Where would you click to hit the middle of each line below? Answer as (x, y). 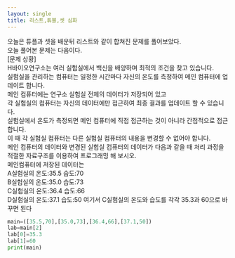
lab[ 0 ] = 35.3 (25, 235)
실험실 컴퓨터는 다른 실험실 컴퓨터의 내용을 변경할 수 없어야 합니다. (120, 138)
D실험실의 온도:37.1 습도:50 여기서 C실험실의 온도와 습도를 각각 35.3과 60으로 (114, 199)
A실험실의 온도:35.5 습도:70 (46, 173)
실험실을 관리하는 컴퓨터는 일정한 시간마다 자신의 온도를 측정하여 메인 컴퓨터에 (114, 76)
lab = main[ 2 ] (25, 228)
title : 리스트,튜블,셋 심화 (42, 20)
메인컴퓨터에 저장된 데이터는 (46, 164)
